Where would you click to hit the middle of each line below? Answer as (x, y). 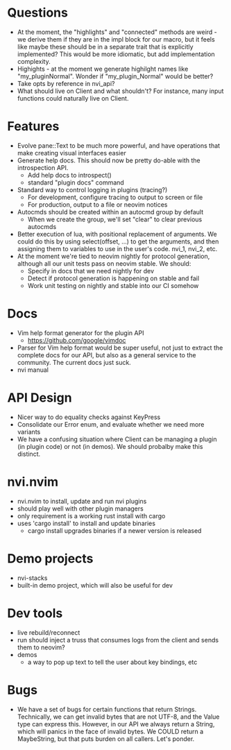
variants (29, 432)
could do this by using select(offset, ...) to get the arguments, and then (118, 241)
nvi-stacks (32, 578)
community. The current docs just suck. (74, 362)
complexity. (34, 61)
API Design (40, 398)
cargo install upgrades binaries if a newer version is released (114, 530)
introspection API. (43, 167)
